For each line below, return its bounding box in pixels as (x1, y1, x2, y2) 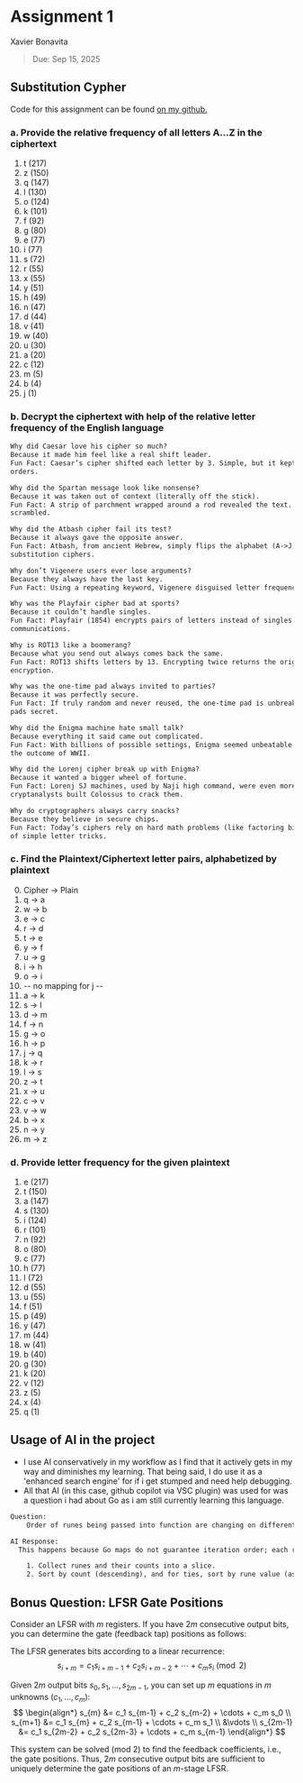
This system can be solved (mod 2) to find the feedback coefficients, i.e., (10, 1744, 281, 1755)
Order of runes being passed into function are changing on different (26, 1521, 297, 1530)
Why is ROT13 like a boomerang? (10, 640, 131, 650)
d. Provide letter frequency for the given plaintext (10, 1156, 230, 1168)
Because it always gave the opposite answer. (10, 534, 183, 543)
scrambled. (10, 508, 51, 517)
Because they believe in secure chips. (10, 814, 160, 824)
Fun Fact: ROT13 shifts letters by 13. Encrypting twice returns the (10, 657, 277, 666)
